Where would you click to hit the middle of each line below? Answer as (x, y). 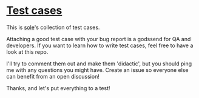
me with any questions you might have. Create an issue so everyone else (97, 70)
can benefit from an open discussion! (53, 76)
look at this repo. (27, 51)
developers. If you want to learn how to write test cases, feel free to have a (100, 45)
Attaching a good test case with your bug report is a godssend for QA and (99, 39)
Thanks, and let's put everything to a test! (58, 88)
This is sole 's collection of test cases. (53, 27)
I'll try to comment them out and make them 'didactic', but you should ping (99, 64)
